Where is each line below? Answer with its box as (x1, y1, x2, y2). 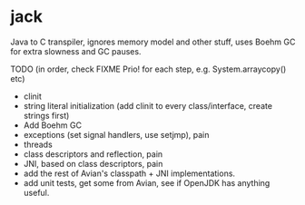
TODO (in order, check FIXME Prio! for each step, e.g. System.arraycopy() (10, 63, 287, 74)
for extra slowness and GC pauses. (10, 45, 142, 56)
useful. (23, 187, 50, 198)
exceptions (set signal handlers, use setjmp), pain (23, 129, 210, 140)
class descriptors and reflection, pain (23, 148, 163, 160)
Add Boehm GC (23, 120, 83, 131)
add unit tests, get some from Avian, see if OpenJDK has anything (23, 177, 271, 188)
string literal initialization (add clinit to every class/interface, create (23, 100, 273, 111)
